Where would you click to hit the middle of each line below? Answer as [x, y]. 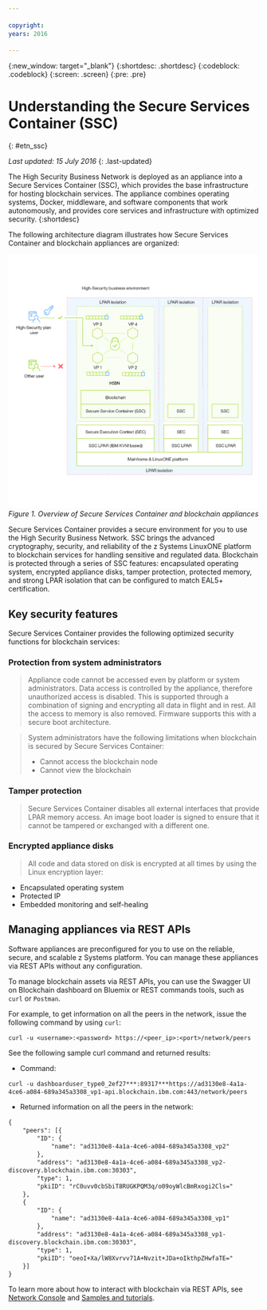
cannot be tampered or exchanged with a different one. [118, 825]
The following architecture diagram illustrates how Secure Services [118, 235]
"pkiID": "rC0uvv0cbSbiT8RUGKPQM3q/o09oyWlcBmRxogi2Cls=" [135, 1186]
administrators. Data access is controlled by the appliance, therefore [140, 688]
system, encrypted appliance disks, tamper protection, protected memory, [130, 572]
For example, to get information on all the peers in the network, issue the [128, 1013]
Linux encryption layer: [65, 872]
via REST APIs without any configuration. [75, 966]
